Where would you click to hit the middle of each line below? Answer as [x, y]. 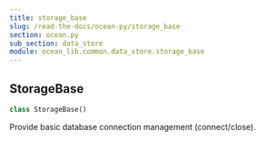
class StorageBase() [49, 109]
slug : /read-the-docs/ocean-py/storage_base [95, 26]
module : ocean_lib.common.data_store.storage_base [107, 52]
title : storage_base [49, 18]
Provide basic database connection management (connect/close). [133, 126]
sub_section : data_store [56, 43]
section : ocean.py [44, 35]
